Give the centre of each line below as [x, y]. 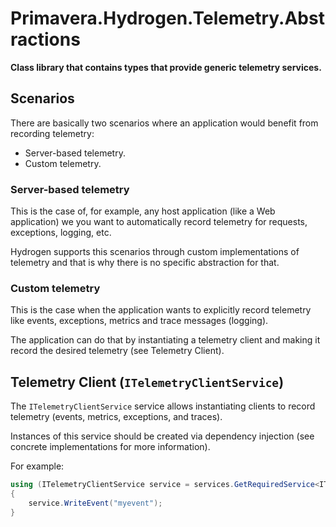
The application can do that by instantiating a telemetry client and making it [165, 340]
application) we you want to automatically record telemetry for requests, [159, 222]
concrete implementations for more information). [110, 447]
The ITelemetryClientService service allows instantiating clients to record [163, 406]
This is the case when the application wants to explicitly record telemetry [161, 310]
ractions [45, 39]
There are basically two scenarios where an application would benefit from [164, 123]
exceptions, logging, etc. [61, 233]
